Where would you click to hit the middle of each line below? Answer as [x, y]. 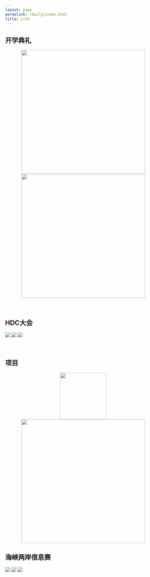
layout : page [19, 10]
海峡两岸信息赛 [28, 557]
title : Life [17, 19]
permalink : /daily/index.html [36, 14]
